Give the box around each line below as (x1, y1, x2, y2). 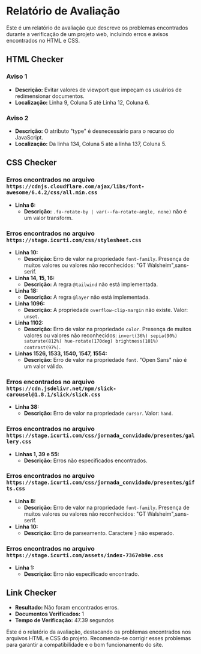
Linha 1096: (14, 299, 45, 307)
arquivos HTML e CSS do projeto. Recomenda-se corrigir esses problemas (6, 634, 191, 641)
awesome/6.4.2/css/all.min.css (6, 189, 98, 196)
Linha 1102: (14, 319, 44, 326)
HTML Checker (6, 54, 64, 64)
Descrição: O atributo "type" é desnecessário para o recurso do (14, 127, 175, 135)
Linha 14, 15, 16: (14, 274, 55, 281)
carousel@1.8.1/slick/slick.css (6, 391, 101, 398)
